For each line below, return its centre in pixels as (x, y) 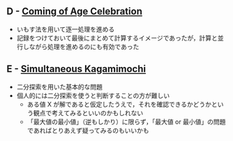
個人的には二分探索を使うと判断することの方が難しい (93, 95)
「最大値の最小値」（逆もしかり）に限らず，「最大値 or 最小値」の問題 (126, 121)
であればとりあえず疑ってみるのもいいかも (88, 130)
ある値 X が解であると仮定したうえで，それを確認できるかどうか (119, 104)
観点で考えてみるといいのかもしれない (88, 113)
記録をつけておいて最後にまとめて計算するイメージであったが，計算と (117, 38)
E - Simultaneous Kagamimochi (76, 69)
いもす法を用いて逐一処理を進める (66, 29)
